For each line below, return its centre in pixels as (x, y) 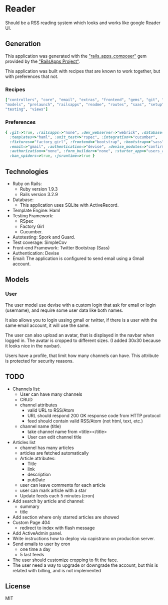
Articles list (24, 442)
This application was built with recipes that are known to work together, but (83, 71)
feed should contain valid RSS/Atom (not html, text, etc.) (85, 421)
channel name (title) (40, 426)
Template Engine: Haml (36, 210)
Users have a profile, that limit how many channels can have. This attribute (82, 356)
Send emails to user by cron (41, 544)
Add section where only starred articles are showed (65, 517)
